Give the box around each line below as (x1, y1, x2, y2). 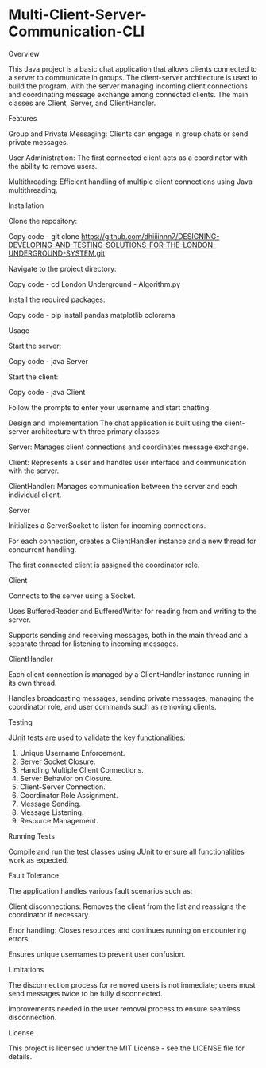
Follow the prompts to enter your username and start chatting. (8, 402, 212, 412)
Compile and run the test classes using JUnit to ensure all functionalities (8, 847, 245, 856)
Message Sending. (19, 799, 82, 808)
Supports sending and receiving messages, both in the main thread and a (8, 630, 249, 640)
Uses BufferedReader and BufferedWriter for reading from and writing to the (8, 606, 257, 616)
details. (8, 1051, 33, 1061)
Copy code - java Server (8, 356, 89, 366)
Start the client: (8, 372, 59, 381)
